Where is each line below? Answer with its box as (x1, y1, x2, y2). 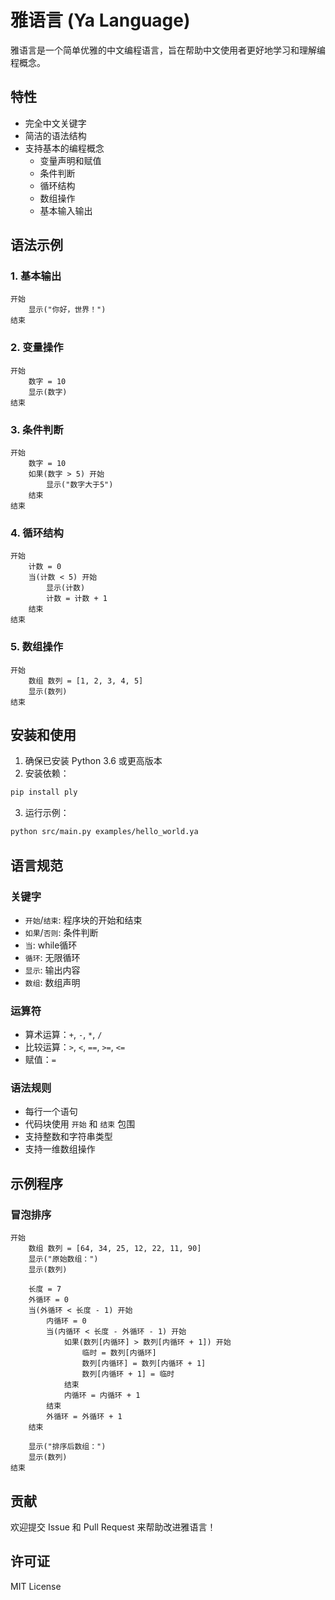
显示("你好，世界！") (28, 305, 107, 315)
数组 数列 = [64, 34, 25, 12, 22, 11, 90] (28, 1244, 202, 1254)
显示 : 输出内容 (24, 964, 81, 976)
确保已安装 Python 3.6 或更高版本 (24, 755, 163, 767)
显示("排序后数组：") (28, 1442, 107, 1452)
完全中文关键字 (24, 117, 87, 129)
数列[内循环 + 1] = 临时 (81, 1369, 175, 1380)
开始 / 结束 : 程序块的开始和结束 (24, 914, 143, 926)
